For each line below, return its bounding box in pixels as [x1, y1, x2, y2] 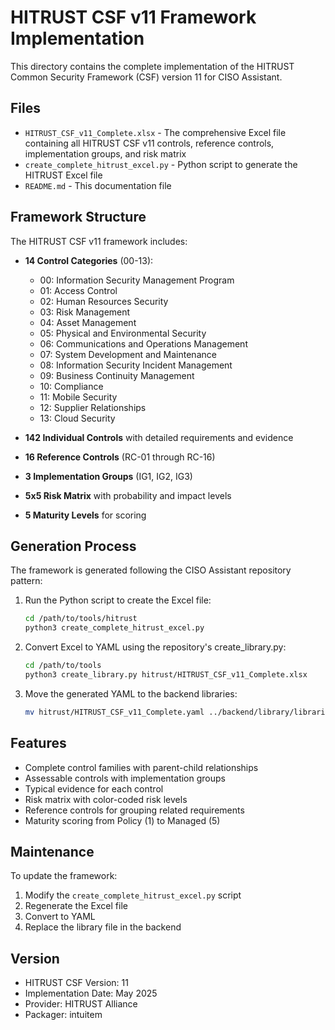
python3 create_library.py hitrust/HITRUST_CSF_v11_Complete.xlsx [24, 670, 308, 680]
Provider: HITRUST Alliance [24, 998, 138, 1010]
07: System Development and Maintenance [39, 348, 217, 360]
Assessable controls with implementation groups [24, 772, 226, 784]
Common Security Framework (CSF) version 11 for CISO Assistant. [10, 71, 283, 83]
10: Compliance [39, 380, 104, 392]
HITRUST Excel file [24, 169, 103, 181]
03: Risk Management [39, 306, 131, 318]
